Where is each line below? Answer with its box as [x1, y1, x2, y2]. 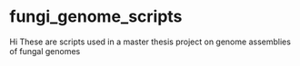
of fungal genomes [9, 45, 81, 56]
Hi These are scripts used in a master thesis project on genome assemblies [9, 36, 291, 47]
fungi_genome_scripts [9, 6, 183, 27]
